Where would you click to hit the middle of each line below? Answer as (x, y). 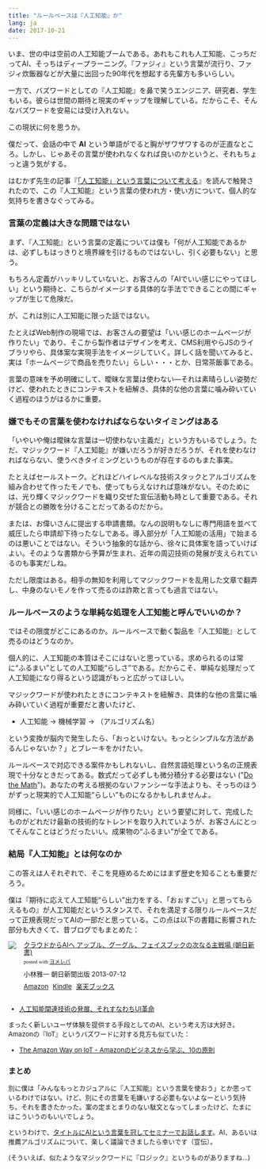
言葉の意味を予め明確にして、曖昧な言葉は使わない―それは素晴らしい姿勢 (129, 379)
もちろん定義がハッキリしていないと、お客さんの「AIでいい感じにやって (125, 279)
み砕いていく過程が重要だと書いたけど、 (74, 705)
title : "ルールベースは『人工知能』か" (65, 15)
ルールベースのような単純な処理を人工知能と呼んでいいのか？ (125, 612)
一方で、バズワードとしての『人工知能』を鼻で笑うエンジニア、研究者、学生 (133, 90)
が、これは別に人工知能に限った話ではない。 (81, 315)
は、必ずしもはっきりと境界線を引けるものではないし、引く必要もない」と (129, 252)
